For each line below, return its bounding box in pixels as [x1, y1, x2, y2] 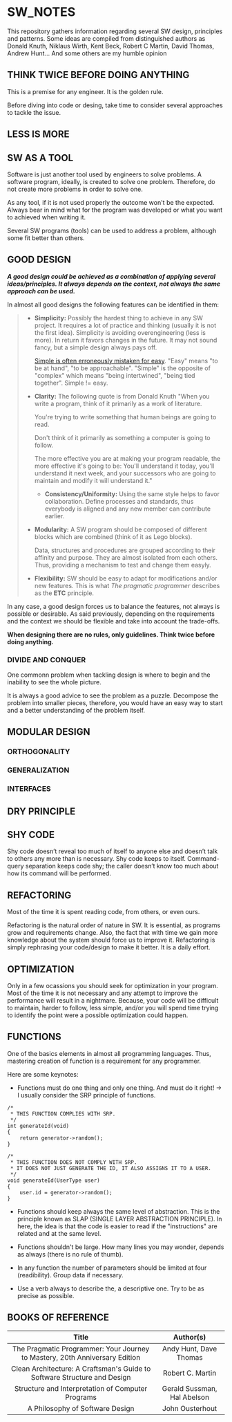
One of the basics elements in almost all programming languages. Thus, [7, 1049, 212, 1057]
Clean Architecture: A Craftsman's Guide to [10, 1364, 151, 1374]
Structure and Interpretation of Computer [14, 1383, 148, 1393]
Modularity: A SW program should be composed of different [34, 525, 207, 534]
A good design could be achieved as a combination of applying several [7, 272, 216, 280]
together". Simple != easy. [34, 379, 108, 387]
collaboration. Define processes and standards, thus [44, 497, 194, 505]
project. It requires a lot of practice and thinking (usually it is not [34, 321, 217, 329]
